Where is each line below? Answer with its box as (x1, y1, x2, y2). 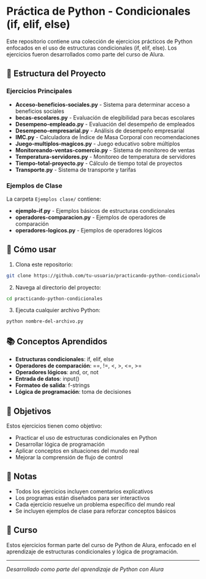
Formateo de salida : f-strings (15, 382, 90, 389)
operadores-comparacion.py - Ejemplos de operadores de (15, 213, 166, 221)
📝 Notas (6, 471, 37, 482)
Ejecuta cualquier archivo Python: (15, 307, 101, 314)
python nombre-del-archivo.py (6, 318, 84, 324)
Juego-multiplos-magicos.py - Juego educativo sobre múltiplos (15, 140, 180, 147)
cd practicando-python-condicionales (6, 296, 103, 302)
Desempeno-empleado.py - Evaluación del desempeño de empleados (15, 120, 195, 128)
